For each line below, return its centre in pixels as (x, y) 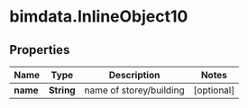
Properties (40, 50)
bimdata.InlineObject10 (99, 17)
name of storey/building (134, 90)
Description (134, 75)
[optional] (214, 90)
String (62, 90)
